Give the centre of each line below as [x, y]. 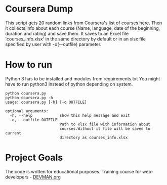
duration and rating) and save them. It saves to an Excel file [67, 33]
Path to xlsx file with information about [105, 124]
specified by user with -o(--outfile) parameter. [53, 44]
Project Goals [34, 158]
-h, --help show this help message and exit [70, 115]
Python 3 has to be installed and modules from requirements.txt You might [83, 78]
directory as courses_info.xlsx [94, 137]
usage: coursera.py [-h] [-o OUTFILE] [46, 102]
